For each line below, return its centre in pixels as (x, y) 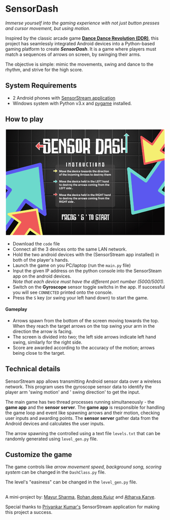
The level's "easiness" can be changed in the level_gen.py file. (71, 482)
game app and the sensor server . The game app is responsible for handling (85, 407)
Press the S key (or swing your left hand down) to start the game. (80, 297)
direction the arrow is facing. (43, 331)
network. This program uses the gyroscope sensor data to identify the (79, 386)
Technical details (33, 369)
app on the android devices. (42, 276)
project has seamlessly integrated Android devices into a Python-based (80, 43)
